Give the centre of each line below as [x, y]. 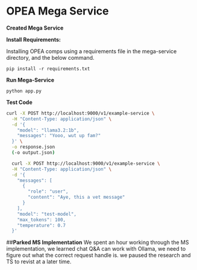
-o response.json [33, 147]
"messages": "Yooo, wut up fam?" [59, 136]
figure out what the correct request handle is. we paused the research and [98, 256]
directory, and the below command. [50, 57]
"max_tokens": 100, [42, 220]
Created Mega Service [35, 28]
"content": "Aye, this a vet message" [77, 198]
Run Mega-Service [30, 80]
